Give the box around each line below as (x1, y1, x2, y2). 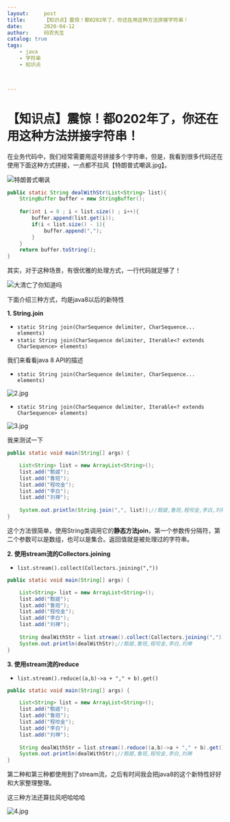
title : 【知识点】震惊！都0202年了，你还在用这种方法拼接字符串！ (7, 16, 189, 23)
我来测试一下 (7, 436, 43, 444)
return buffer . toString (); (19, 247, 97, 254)
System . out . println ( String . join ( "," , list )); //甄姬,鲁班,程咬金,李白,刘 (19, 507, 221, 514)
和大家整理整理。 (7, 779, 55, 787)
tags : (7, 42, 23, 49)
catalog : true (7, 36, 48, 43)
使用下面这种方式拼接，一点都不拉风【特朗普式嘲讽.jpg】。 (7, 161, 171, 169)
